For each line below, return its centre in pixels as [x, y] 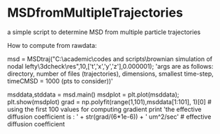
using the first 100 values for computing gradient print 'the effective [104, 109]
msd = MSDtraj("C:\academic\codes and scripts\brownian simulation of [110, 59]
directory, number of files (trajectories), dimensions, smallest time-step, [111, 74]
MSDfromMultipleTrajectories [95, 13]
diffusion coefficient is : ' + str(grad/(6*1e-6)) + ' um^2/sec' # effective [109, 117]
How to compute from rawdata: [52, 45]
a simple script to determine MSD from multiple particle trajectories [104, 32]
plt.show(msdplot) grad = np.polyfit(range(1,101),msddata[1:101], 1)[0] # [109, 101]
